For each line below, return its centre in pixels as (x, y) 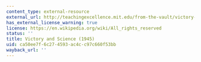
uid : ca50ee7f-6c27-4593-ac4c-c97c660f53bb (61, 45)
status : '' (20, 34)
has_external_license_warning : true (52, 22)
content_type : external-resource (48, 12)
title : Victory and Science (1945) (51, 39)
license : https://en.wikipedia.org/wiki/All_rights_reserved (84, 28)
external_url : (24, 17)
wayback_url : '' (26, 50)
